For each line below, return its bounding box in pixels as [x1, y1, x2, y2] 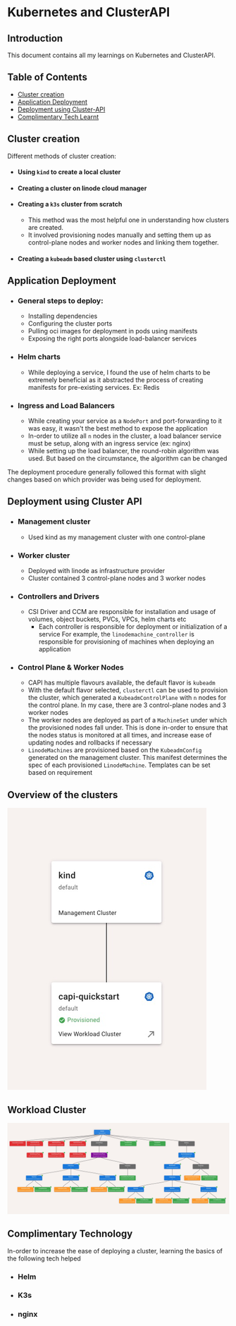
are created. [27, 223, 63, 232]
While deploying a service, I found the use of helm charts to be [27, 368, 211, 376]
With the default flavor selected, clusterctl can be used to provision [27, 686, 228, 694]
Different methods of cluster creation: [7, 152, 116, 160]
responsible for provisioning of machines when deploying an [38, 637, 215, 646]
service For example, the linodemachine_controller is [38, 630, 195, 639]
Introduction [7, 32, 63, 44]
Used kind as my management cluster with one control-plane [27, 533, 206, 541]
